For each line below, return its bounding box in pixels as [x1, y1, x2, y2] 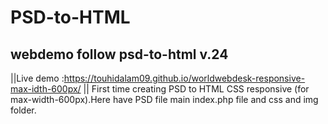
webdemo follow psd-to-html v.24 [10, 46, 229, 63]
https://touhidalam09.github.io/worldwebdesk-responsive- [63, 72, 306, 84]
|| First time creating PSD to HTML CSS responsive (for [83, 83, 310, 95]
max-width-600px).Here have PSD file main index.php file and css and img [10, 94, 319, 105]
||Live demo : [10, 72, 65, 84]
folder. [10, 104, 37, 116]
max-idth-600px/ [10, 83, 82, 95]
